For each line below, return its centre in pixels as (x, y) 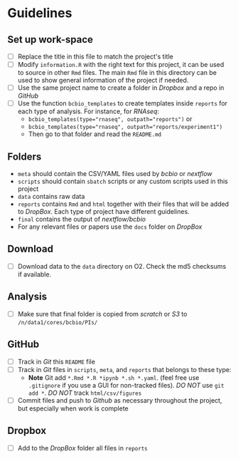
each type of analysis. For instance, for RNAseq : (88, 111)
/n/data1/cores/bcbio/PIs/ (58, 322)
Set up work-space (50, 40)
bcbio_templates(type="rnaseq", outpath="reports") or (110, 119)
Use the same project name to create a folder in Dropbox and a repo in (121, 88)
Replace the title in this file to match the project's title (96, 56)
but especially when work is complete (73, 408)
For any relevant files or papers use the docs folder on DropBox (110, 227)
